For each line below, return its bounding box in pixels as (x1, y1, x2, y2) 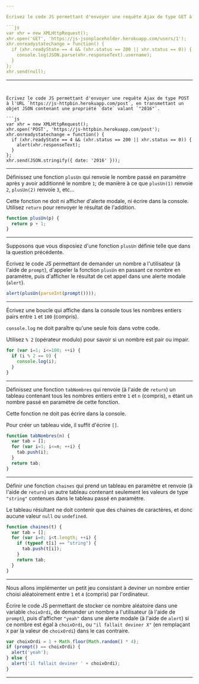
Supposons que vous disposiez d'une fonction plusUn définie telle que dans (6, 242, 191, 249)
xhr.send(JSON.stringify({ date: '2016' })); (6, 158, 120, 163)
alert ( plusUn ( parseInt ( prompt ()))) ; (6, 291, 97, 297)
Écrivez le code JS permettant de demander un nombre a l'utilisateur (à (6, 260, 181, 267)
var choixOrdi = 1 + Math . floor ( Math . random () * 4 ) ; (6, 638, 139, 644)
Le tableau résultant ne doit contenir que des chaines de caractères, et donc (6, 506, 193, 513)
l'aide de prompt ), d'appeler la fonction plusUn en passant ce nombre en (6, 266, 181, 274)
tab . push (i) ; (17, 449, 49, 455)
